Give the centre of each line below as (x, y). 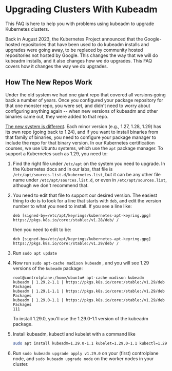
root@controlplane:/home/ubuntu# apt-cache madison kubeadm (78, 278)
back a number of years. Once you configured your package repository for (84, 100)
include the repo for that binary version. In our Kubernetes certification (80, 142)
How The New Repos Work (49, 82)
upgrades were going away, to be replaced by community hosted (74, 50)
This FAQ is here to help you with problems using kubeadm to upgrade (80, 24)
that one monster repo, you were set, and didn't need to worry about (78, 106)
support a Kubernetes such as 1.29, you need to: (56, 153)
